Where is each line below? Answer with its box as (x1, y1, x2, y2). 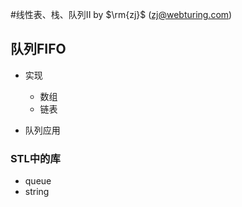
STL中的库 (10, 151, 61, 165)
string (24, 186, 50, 198)
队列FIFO (10, 41, 67, 58)
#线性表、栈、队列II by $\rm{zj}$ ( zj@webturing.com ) (10, 9, 233, 20)
